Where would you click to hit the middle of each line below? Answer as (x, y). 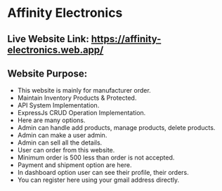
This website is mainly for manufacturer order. (84, 91)
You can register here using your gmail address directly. (98, 180)
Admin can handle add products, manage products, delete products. (116, 128)
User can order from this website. (66, 150)
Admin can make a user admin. (62, 136)
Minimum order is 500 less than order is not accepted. (96, 158)
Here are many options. (51, 120)
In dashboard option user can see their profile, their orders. (103, 173)
